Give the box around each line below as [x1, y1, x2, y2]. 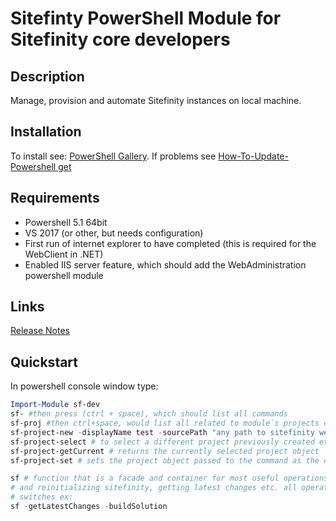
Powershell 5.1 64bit [24, 216, 108, 228]
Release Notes [10, 325, 70, 337]
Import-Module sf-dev [10, 400, 101, 410]
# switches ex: [10, 492, 74, 502]
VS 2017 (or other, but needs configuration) [24, 227, 204, 239]
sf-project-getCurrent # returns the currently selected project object [10, 446, 320, 456]
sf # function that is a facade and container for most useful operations [10, 473, 329, 484]
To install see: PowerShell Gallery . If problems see [10, 150, 217, 162]
